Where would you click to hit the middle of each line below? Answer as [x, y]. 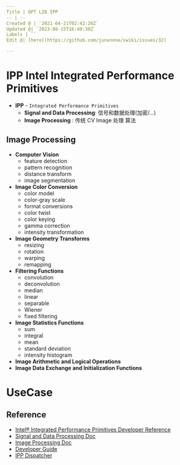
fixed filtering [41, 316]
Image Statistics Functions [49, 323]
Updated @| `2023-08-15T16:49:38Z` [51, 29]
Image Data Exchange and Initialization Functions [78, 368]
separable [37, 303]
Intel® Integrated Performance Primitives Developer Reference [93, 429]
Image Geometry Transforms [52, 239]
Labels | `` [21, 35]
